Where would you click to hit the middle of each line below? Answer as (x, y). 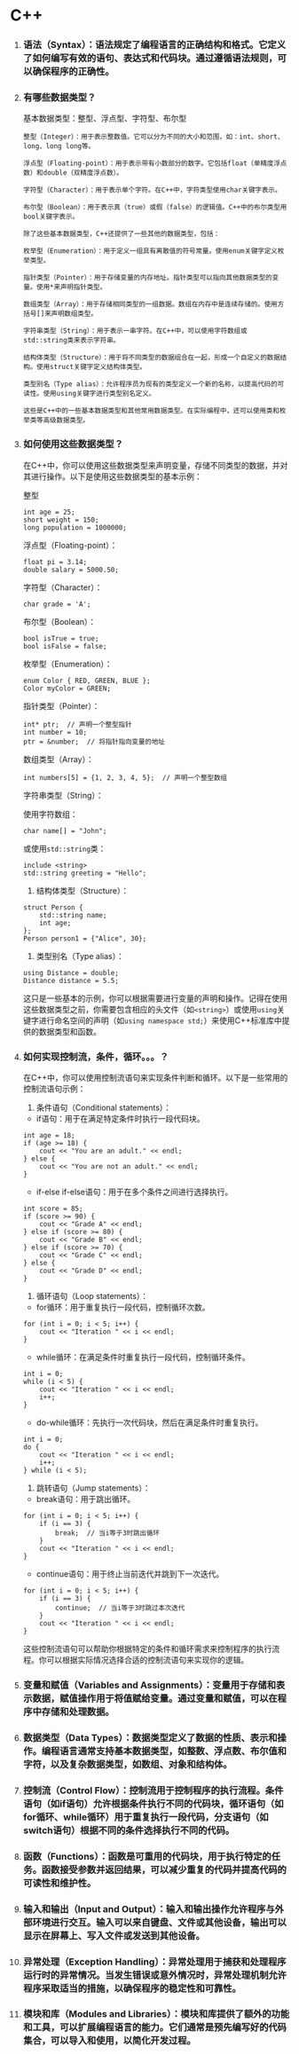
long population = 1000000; (75, 527)
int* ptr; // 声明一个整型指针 (77, 724)
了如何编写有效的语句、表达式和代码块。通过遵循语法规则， (150, 59)
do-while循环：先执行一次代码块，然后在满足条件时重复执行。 (149, 1422)
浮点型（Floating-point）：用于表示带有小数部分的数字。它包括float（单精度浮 (151, 164)
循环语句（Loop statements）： (92, 1296)
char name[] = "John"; (65, 830)
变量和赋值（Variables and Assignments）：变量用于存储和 (149, 1685)
